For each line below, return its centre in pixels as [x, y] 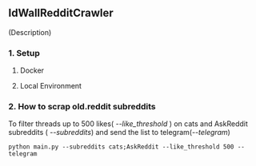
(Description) [30, 32]
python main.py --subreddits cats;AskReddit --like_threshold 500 [121, 147]
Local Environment [51, 86]
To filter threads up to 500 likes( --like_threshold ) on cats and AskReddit [128, 124]
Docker [32, 70]
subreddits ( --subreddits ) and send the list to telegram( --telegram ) [119, 132]
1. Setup [24, 53]
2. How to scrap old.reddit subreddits [82, 107]
